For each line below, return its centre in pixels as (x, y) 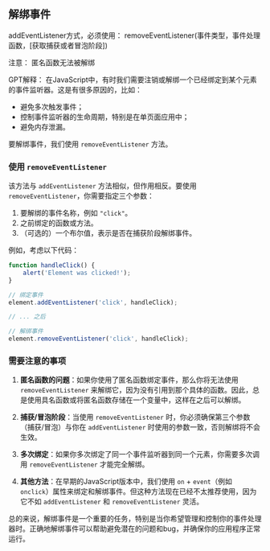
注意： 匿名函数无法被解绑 (51, 62)
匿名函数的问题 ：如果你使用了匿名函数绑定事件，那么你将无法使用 (129, 380)
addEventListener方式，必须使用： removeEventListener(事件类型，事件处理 (135, 35)
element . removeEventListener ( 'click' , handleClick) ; (98, 339)
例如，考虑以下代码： (43, 250)
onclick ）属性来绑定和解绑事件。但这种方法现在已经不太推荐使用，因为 (138, 491)
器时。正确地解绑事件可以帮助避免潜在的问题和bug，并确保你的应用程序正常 (135, 528)
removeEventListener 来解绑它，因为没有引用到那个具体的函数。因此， (136, 390)
